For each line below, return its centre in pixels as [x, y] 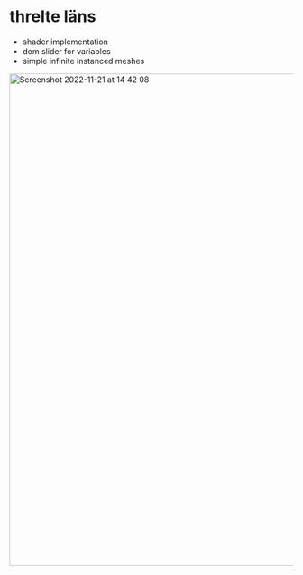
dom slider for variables [66, 51]
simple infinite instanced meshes [83, 61]
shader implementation [65, 42]
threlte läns [53, 17]
